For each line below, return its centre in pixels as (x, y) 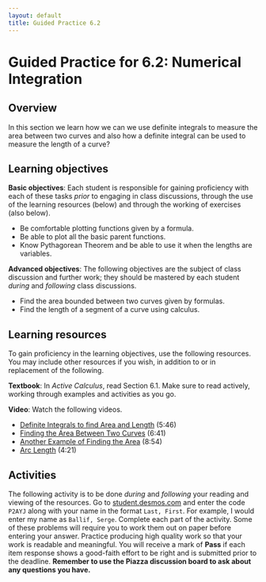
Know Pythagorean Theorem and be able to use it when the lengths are (136, 245)
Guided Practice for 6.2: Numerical (125, 62)
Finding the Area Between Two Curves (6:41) (93, 433)
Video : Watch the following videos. (65, 409)
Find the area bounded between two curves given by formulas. (122, 301)
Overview (33, 108)
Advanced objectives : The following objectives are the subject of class (125, 269)
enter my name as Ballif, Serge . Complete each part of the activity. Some (130, 519)
